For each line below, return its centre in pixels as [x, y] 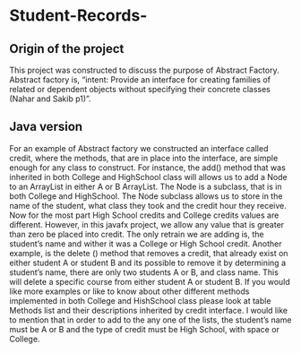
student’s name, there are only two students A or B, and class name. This [144, 272]
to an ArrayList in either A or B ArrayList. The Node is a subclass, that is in [146, 186]
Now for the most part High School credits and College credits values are [144, 215]
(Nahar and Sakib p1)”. [50, 99]
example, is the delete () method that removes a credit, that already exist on [149, 253]
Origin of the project [67, 49]
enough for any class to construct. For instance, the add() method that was [148, 168]
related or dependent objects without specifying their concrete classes [140, 89]
